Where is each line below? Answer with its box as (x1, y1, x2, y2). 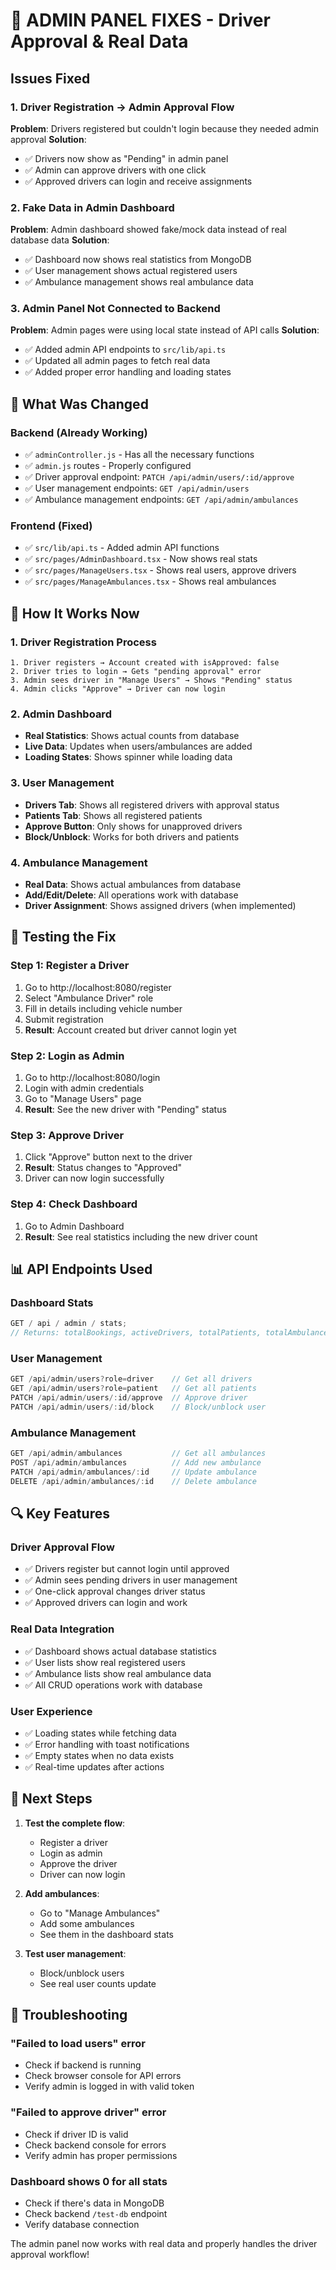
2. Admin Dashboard (10, 707, 112, 721)
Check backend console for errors (24, 2139, 167, 2151)
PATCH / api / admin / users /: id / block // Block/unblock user (10, 1402, 267, 1412)
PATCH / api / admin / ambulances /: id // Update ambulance (10, 1467, 257, 1477)
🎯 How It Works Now (10, 605, 140, 622)
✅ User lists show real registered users (24, 1656, 186, 1668)
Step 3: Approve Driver (10, 1128, 125, 1142)
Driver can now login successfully (24, 1172, 165, 1184)
